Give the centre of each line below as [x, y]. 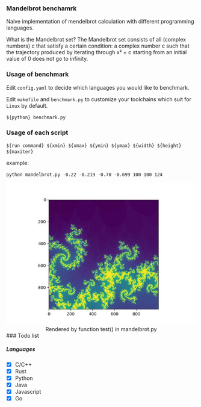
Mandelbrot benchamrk [42, 8]
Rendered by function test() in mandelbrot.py [101, 329]
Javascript [28, 392]
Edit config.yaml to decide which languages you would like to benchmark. [98, 87]
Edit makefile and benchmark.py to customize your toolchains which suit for [99, 99]
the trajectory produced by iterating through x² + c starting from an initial [97, 52]
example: [17, 163]
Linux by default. [27, 105]
